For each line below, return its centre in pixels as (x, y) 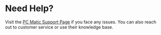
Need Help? (29, 9)
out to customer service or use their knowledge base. (59, 27)
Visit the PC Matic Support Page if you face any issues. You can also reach (81, 22)
